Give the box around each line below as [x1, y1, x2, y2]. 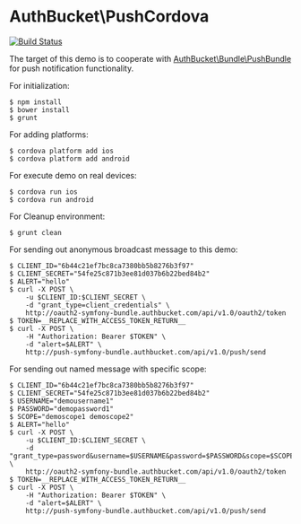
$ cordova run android [9, 195, 94, 204]
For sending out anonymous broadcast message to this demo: [9, 244, 238, 255]
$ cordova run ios [9, 187, 78, 196]
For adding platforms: [9, 128, 89, 140]
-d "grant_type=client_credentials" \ [25, 301, 170, 310]
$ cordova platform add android [9, 154, 130, 163]
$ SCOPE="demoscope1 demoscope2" [9, 412, 134, 421]
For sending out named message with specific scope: [9, 363, 208, 374]
